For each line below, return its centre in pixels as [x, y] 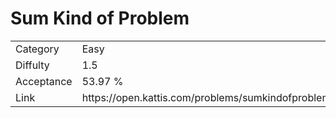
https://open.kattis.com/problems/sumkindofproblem [206, 97]
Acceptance [44, 81]
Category [37, 49]
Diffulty [32, 65]
